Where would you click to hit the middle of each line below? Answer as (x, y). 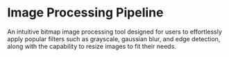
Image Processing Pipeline (85, 13)
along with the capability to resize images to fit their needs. (92, 46)
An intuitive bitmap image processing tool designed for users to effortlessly (114, 32)
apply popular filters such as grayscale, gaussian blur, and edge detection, (114, 38)
